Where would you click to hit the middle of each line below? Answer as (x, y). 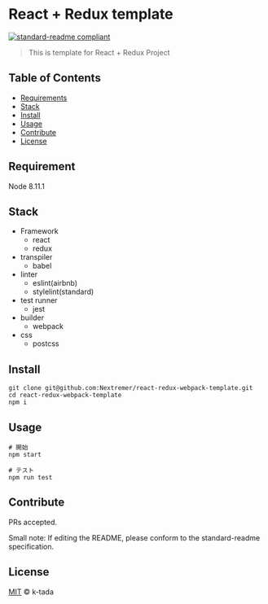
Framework (39, 231)
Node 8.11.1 (26, 186)
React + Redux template (91, 14)
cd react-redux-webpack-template (65, 396)
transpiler (36, 257)
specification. (31, 546)
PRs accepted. (33, 522)
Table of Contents (55, 78)
